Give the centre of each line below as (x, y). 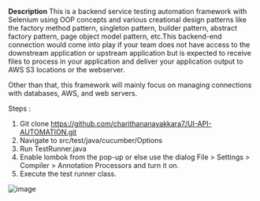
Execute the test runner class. (68, 174)
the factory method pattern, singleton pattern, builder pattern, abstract (123, 28)
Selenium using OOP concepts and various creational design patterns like (127, 20)
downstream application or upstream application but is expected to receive (130, 53)
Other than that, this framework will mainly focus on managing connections (130, 85)
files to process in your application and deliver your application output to (126, 61)
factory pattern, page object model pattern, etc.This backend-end (115, 36)
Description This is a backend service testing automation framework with (128, 11)
